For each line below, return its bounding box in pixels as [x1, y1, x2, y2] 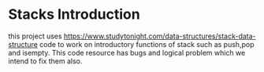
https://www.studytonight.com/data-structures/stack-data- [63, 31, 256, 41]
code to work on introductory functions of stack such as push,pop [39, 39, 255, 49]
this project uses [8, 31, 62, 41]
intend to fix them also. [8, 56, 83, 66]
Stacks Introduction [8, 5, 140, 23]
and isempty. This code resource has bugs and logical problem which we [8, 48, 246, 57]
